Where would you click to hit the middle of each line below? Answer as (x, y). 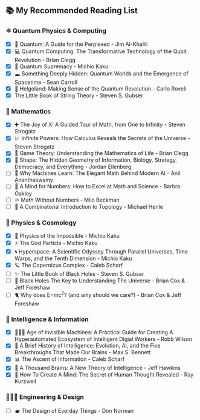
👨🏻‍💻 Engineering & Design (45, 397)
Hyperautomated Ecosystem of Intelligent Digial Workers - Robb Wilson (103, 339)
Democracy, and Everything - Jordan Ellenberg (73, 167)
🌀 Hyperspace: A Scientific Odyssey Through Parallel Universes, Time (101, 252)
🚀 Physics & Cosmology (41, 223)
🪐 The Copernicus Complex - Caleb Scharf (69, 266)
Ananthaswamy (34, 180)
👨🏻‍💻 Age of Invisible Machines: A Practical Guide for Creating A (94, 332)
